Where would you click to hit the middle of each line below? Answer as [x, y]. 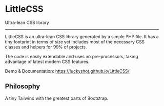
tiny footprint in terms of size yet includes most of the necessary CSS [75, 42]
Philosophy [23, 86]
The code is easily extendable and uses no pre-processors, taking [72, 56]
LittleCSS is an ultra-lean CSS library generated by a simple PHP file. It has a [82, 36]
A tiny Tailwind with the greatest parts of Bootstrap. [57, 98]
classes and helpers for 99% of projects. [46, 47]
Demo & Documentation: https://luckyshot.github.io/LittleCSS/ [67, 71]
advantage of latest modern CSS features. [47, 62]
